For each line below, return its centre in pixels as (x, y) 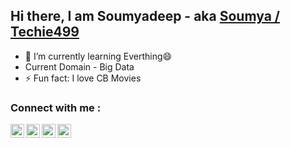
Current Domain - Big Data (79, 66)
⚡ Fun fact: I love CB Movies (83, 78)
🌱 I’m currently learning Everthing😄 (98, 56)
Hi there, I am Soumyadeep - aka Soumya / (145, 16)
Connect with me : (56, 107)
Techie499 (45, 32)
